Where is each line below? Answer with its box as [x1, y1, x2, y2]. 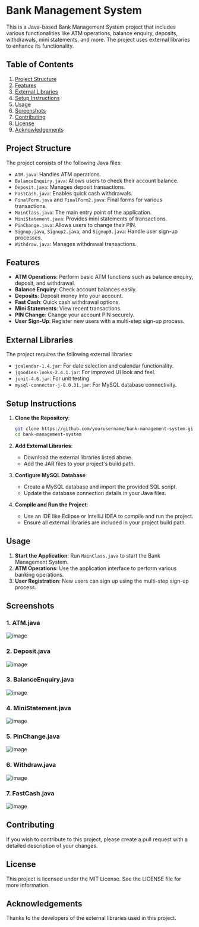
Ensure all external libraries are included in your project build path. [23, 519, 187, 526]
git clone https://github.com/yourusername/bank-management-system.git [14, 426, 196, 432]
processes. [14, 234, 43, 241]
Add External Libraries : [14, 442, 73, 449]
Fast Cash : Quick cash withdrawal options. [14, 298, 120, 306]
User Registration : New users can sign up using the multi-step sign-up [14, 577, 189, 584]
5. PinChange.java [6, 732, 61, 741]
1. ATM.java [6, 618, 40, 627]
